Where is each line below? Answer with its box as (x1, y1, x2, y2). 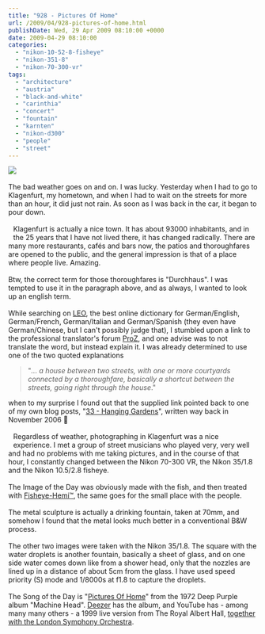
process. (8, 525, 37, 534)
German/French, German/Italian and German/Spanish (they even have (8, 317, 237, 327)
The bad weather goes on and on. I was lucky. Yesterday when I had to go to (8, 182, 258, 192)
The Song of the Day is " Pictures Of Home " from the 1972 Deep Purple (8, 592, 238, 602)
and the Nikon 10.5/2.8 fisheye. (8, 465, 109, 475)
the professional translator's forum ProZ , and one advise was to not (8, 334, 228, 343)
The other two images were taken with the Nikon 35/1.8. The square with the (8, 541, 257, 551)
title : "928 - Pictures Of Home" (8, 11, 119, 20)
